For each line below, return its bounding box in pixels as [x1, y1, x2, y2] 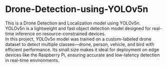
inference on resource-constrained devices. [15, 30, 106, 36]
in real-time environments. [5, 57, 59, 63]
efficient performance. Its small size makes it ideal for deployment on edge [5, 46, 159, 52]
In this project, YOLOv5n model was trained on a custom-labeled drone [5, 36, 151, 42]
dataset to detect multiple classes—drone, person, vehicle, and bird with [5, 41, 154, 47]
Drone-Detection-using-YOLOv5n [5, 3, 148, 15]
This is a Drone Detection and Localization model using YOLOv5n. [5, 20, 141, 26]
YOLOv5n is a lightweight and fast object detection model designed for [5, 25, 151, 31]
